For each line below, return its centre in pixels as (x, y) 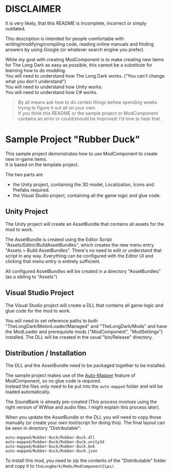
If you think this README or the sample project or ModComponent (88, 113)
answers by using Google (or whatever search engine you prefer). (75, 49)
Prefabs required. (31, 190)
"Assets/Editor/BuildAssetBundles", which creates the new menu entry (80, 245)
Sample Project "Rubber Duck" (73, 140)
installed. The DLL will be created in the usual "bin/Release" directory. (79, 337)
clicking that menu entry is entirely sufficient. (53, 261)
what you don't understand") (36, 81)
